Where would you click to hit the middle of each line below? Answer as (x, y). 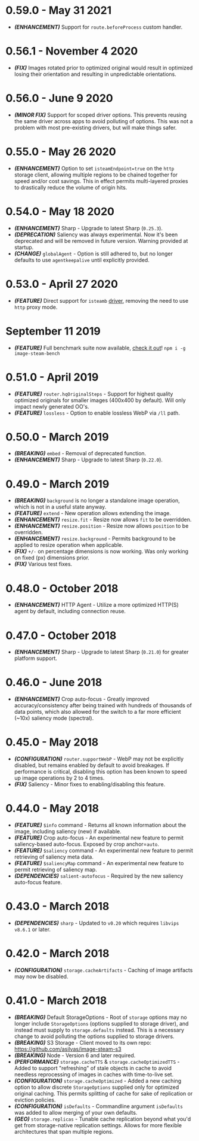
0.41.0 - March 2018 (56, 1001)
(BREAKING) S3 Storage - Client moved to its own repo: (83, 1042)
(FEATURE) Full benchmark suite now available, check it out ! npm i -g (100, 348)
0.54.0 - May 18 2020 (60, 212)
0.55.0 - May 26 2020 (61, 152)
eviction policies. (35, 1100)
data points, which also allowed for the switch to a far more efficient (97, 712)
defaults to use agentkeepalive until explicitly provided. (82, 260)
